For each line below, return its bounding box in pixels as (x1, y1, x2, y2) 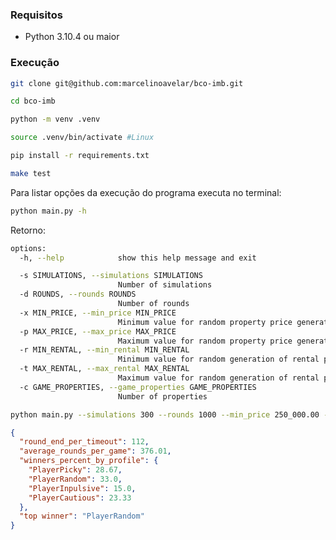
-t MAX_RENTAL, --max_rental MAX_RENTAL (19, 364, 190, 374)
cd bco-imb (10, 96, 56, 107)
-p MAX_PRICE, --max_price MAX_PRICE (19, 326, 177, 337)
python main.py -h (10, 206, 87, 216)
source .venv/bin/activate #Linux (10, 133, 155, 143)
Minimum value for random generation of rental (117, 354, 320, 365)
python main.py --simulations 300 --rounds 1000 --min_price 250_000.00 (10, 409, 320, 420)
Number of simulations (117, 280, 213, 290)
